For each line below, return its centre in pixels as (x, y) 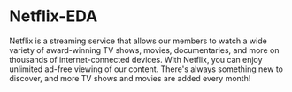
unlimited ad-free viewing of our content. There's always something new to (146, 69)
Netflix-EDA (54, 16)
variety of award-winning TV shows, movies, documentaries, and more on (144, 50)
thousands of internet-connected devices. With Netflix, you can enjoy (136, 59)
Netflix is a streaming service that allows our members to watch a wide (138, 41)
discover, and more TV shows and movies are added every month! (130, 78)
